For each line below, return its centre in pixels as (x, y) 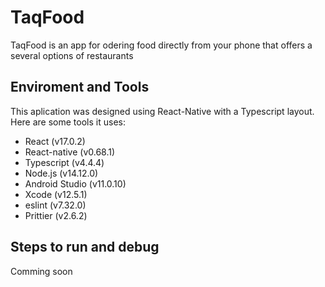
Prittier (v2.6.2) (56, 215)
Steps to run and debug (85, 247)
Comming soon (41, 271)
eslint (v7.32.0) (55, 205)
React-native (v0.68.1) (70, 152)
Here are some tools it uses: (68, 122)
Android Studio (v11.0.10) (75, 183)
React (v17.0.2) (55, 141)
